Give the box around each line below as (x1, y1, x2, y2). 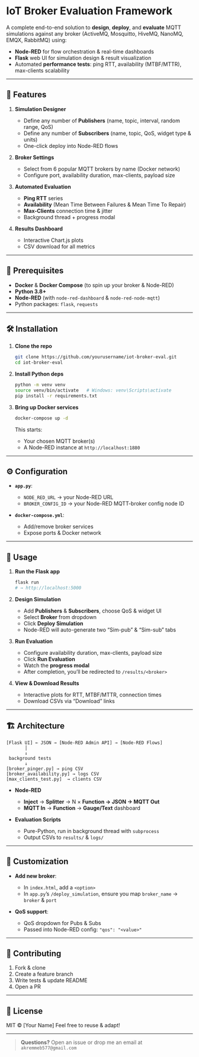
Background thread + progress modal (23, 213, 115, 220)
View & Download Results (14, 680, 79, 687)
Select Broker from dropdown (23, 614, 97, 620)
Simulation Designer (14, 105, 66, 112)
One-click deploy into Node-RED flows (23, 142, 118, 149)
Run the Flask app (14, 568, 60, 575)
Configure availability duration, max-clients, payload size (23, 649, 162, 656)
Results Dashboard (14, 225, 63, 232)
